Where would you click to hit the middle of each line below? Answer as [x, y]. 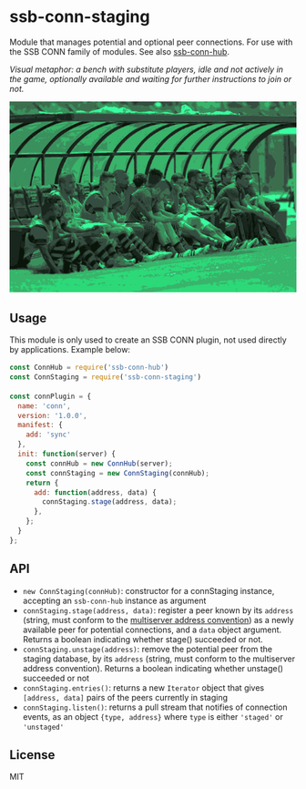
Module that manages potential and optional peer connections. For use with [151, 42]
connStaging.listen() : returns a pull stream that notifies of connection [155, 707]
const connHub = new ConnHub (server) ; [99, 463]
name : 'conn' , [44, 406]
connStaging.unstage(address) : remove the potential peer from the [148, 649]
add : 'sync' [48, 435]
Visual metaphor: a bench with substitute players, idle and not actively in [147, 69]
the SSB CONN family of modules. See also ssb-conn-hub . [120, 51]
